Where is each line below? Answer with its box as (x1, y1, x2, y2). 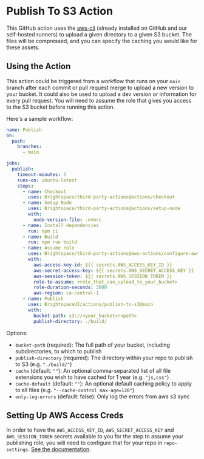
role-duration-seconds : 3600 (33, 284, 107, 291)
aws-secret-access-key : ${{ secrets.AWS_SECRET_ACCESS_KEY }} (33, 267, 194, 274)
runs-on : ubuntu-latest (17, 177, 78, 183)
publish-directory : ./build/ (33, 318, 107, 324)
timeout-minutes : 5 (17, 171, 67, 177)
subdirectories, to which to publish (15, 347, 102, 355)
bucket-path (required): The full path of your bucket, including (15, 341, 170, 348)
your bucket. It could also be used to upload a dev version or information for (6, 90, 197, 98)
